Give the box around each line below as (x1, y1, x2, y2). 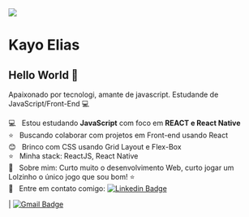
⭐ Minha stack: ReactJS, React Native (8, 151, 139, 161)
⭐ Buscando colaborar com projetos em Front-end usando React (8, 130, 229, 140)
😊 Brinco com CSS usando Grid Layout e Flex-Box (8, 142, 182, 151)
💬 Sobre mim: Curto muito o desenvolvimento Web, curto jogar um (8, 163, 234, 172)
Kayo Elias (8, 36, 80, 54)
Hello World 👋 (8, 68, 79, 82)
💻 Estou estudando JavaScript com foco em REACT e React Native (8, 118, 241, 128)
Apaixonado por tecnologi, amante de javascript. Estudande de (8, 89, 219, 99)
